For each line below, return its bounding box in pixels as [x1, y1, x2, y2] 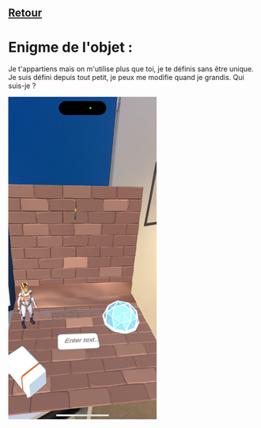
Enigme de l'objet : [8, 38, 133, 56]
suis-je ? [8, 81, 36, 90]
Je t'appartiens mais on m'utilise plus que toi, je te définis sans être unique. [8, 64, 255, 74]
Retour [8, 6, 43, 20]
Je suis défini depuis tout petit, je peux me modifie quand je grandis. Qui [8, 73, 244, 82]
